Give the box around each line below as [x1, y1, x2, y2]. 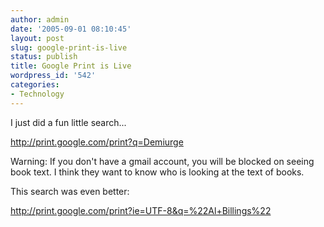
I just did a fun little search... [10, 116, 127, 128]
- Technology [10, 89, 65, 99]
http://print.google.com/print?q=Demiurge [10, 136, 184, 148]
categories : [10, 80, 60, 90]
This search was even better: [10, 185, 130, 197]
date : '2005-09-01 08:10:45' [10, 24, 132, 34]
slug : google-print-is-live [10, 42, 128, 53]
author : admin [10, 14, 70, 25]
